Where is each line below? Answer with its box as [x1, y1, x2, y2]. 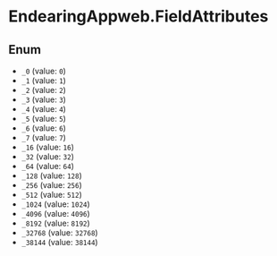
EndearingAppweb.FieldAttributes [8, 6, 269, 27]
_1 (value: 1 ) [21, 75, 66, 86]
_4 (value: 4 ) [21, 104, 66, 114]
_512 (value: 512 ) [21, 190, 82, 200]
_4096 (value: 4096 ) [21, 209, 90, 218]
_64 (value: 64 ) [21, 161, 75, 171]
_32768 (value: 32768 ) [21, 227, 99, 238]
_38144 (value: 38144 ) [21, 237, 99, 247]
